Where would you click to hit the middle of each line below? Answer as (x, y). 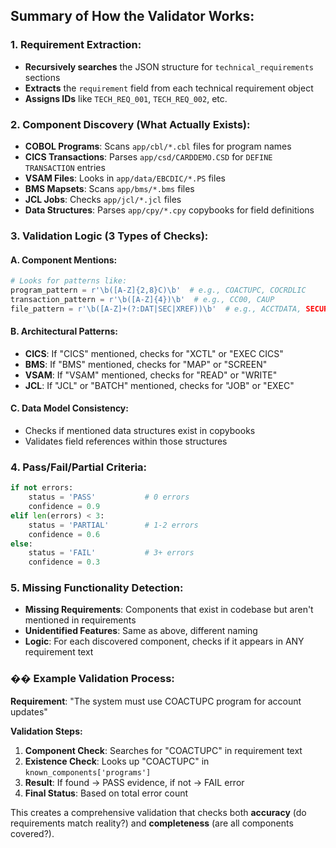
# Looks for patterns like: (69, 281)
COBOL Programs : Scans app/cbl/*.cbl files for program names (158, 146)
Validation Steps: (46, 731)
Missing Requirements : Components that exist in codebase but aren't (169, 610)
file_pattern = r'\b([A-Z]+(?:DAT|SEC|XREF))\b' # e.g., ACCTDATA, (156, 309)
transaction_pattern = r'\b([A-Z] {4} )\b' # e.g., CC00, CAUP (142, 299)
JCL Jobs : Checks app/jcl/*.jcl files (103, 199)
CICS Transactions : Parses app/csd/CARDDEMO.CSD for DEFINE (148, 156)
